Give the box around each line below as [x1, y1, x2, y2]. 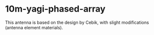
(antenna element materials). [5, 24, 63, 30]
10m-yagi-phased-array [5, 3, 105, 15]
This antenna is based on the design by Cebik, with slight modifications [5, 19, 149, 25]
